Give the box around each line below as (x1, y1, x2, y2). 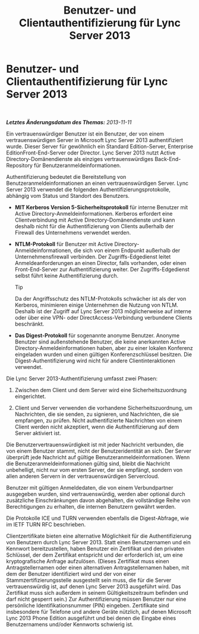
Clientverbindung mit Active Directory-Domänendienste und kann (14, 216, 175, 223)
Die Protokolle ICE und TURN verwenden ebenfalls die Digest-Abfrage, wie (6, 515, 189, 522)
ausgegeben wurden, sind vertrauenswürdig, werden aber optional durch (6, 490, 185, 497)
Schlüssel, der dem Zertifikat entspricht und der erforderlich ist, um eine (6, 551, 183, 559)
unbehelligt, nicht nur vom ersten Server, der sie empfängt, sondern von (6, 466, 183, 473)
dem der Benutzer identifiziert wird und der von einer (6, 570, 137, 577)
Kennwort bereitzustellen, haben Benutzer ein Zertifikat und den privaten (6, 545, 185, 552)
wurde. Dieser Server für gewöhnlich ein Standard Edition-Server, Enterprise (6, 143, 194, 150)
